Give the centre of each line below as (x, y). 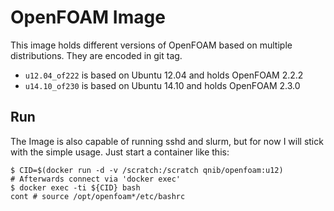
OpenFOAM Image (88, 17)
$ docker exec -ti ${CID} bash (75, 187)
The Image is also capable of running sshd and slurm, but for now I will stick (167, 141)
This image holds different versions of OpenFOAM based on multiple (151, 45)
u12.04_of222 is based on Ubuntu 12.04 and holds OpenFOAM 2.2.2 (164, 75)
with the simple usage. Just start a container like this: (120, 152)
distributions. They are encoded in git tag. (96, 55)
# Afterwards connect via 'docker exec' (96, 179)
